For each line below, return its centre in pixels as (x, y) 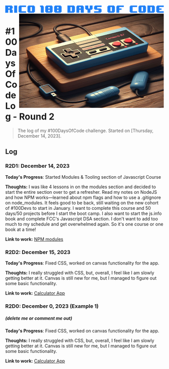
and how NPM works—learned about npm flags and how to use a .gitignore (83, 197)
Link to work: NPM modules (34, 239)
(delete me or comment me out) (39, 318)
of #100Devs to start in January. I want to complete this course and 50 (78, 208)
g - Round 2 (30, 117)
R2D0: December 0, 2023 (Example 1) (52, 306)
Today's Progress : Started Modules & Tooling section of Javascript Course (83, 177)
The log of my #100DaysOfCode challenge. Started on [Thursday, (85, 131)
